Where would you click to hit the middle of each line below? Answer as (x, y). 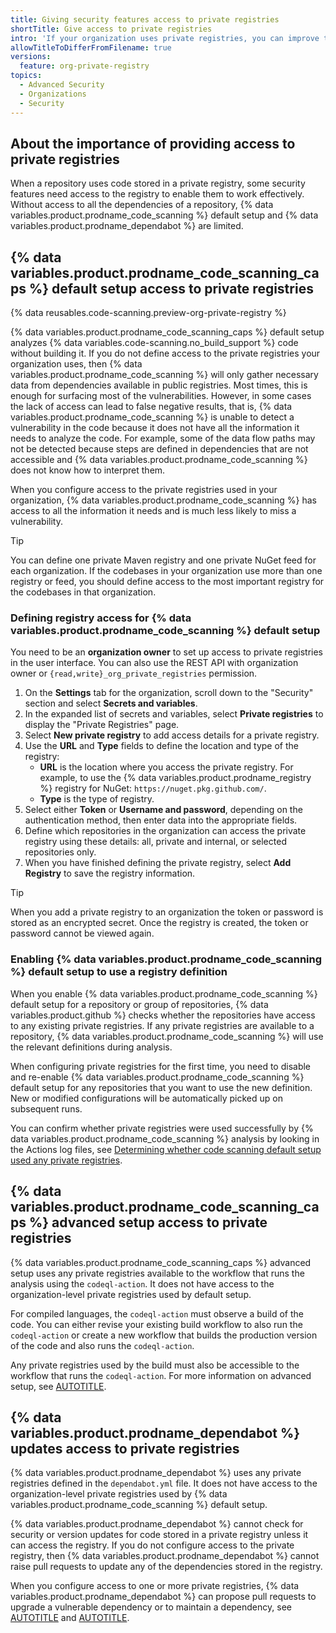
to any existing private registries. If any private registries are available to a (162, 1025)
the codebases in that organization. (83, 592)
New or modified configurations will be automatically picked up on (146, 1098)
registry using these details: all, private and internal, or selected (155, 842)
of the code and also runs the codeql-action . (102, 1345)
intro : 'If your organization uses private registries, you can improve (165, 38)
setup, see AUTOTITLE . (58, 1386)
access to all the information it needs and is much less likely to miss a (153, 511)
